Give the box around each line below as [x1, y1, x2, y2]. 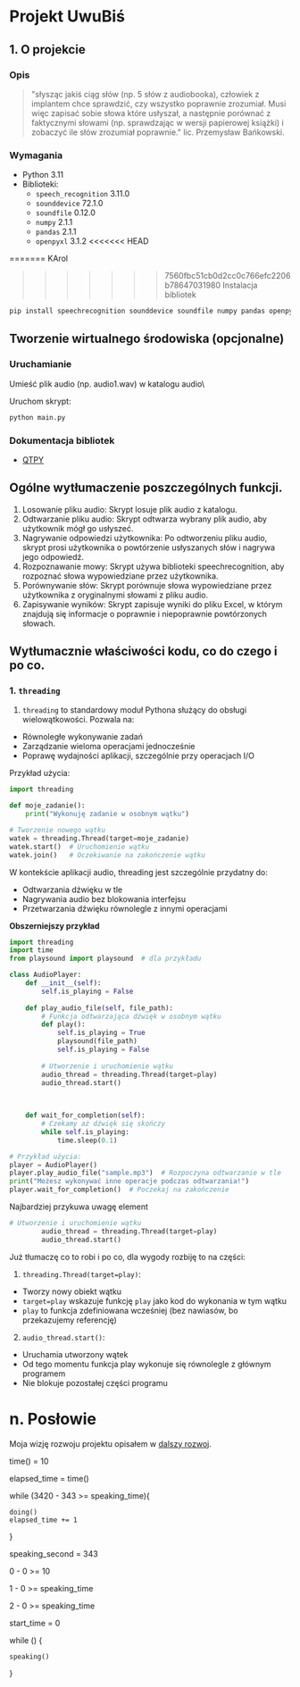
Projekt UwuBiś [9, 6, 125, 27]
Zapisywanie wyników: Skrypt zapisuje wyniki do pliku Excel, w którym [21, 598, 283, 609]
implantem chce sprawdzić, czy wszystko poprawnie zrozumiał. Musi [30, 98, 287, 109]
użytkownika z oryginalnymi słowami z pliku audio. [21, 589, 209, 600]
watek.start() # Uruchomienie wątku [9, 842, 150, 851]
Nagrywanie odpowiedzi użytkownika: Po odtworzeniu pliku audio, [21, 532, 268, 543]
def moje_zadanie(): [9, 801, 87, 810]
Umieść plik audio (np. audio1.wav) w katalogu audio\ [9, 378, 205, 389]
